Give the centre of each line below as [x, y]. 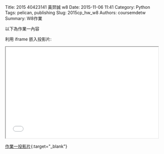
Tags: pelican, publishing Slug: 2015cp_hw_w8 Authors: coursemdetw [75, 13]
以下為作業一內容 [22, 29]
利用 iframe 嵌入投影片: [29, 39]
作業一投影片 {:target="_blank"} [36, 146]
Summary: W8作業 [24, 18]
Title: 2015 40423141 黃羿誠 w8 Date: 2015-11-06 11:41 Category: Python [78, 7]
